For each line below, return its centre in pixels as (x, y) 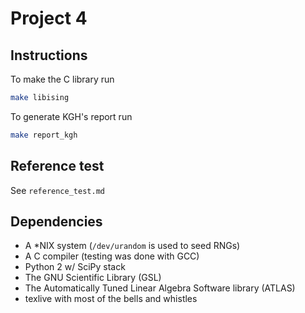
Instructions (49, 55)
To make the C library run (62, 79)
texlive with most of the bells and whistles (111, 299)
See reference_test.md (57, 190)
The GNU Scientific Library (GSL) (93, 278)
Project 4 (49, 18)
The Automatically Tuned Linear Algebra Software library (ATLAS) (160, 288)
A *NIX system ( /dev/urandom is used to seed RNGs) (132, 246)
